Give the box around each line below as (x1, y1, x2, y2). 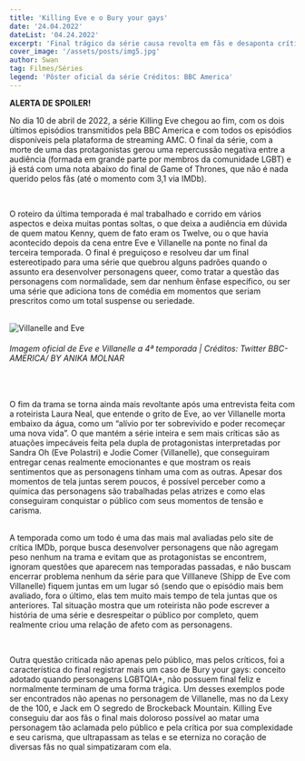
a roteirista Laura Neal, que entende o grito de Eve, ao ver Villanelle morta (9, 408, 286, 419)
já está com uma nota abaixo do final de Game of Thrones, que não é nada (9, 163, 289, 174)
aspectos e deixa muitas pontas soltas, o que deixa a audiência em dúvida (9, 217, 288, 228)
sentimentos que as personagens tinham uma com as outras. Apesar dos (9, 466, 283, 477)
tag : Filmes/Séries (9, 65, 84, 74)
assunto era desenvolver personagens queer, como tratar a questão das (9, 265, 280, 277)
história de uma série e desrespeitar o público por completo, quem (9, 609, 259, 620)
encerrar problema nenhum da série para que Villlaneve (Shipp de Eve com (9, 570, 290, 582)
